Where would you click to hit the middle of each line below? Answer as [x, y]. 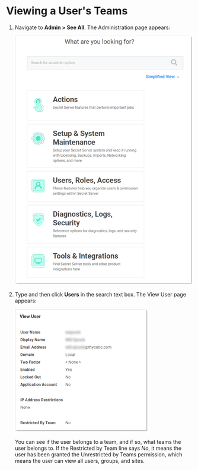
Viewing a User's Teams [67, 11]
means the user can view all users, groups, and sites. [80, 461]
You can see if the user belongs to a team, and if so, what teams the [98, 442]
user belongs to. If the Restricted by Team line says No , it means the [98, 448]
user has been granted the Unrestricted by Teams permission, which [98, 455]
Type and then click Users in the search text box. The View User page [100, 294]
